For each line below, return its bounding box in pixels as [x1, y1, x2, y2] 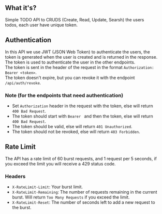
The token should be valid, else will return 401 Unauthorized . [12, 123, 133, 129]
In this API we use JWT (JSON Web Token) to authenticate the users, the [5, 49, 150, 55]
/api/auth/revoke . [5, 80, 41, 85]
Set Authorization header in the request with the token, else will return [12, 103, 153, 109]
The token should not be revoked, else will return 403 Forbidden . [12, 129, 140, 134]
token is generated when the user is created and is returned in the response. [5, 54, 158, 60]
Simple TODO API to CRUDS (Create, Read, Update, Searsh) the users [5, 16, 144, 22]
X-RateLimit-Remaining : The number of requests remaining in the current [12, 189, 157, 195]
